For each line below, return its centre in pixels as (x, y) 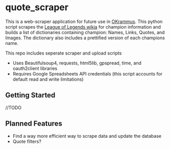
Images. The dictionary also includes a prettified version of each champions (85, 38)
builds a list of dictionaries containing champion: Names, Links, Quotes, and (85, 32)
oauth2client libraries (35, 68)
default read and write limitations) (48, 79)
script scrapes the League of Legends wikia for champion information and (83, 27)
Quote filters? (27, 141)
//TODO (14, 107)
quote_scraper (37, 7)
